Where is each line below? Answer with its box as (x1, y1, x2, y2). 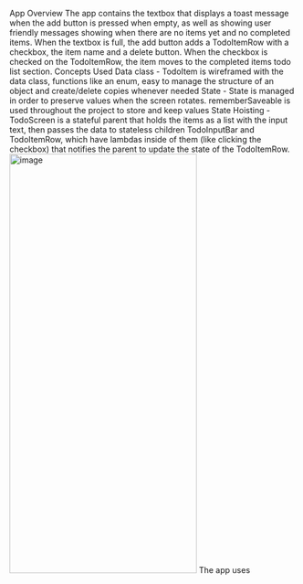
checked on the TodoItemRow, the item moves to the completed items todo (9, 57, 292, 67)
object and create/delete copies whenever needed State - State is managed (9, 86, 295, 96)
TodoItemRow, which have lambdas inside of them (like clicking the (9, 134, 262, 144)
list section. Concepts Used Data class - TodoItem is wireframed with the (9, 66, 285, 77)
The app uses (198, 565, 251, 575)
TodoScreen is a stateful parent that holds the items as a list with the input (9, 114, 288, 125)
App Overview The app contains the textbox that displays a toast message (9, 8, 289, 18)
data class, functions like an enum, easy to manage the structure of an (9, 76, 275, 86)
